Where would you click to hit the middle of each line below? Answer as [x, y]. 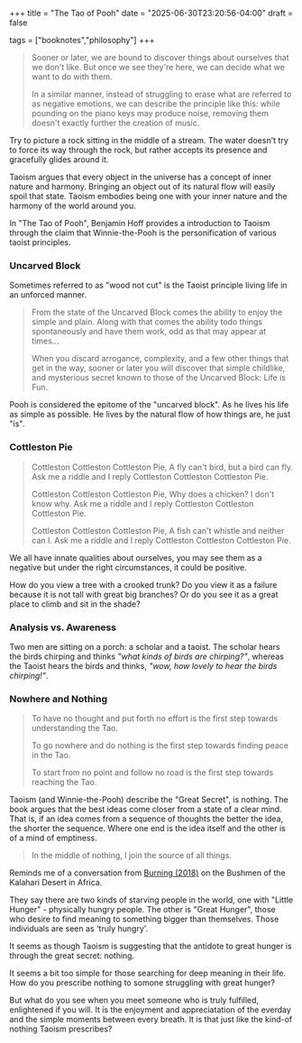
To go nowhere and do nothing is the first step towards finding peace [160, 746]
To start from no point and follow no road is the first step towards [152, 773]
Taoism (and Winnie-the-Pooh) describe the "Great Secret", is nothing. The [149, 800]
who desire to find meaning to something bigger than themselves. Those [144, 919]
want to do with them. [72, 77]
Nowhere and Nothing [59, 699]
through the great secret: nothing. [72, 956]
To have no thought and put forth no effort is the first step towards [155, 718]
